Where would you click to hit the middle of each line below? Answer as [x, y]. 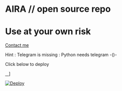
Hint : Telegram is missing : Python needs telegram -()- [61, 55]
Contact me [17, 45]
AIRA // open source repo [58, 9]
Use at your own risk [48, 32]
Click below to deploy [27, 64]
